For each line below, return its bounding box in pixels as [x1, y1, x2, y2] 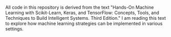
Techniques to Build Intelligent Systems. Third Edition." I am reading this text [5, 15, 166, 21]
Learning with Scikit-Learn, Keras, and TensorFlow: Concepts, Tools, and [5, 10, 160, 16]
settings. [5, 26, 24, 32]
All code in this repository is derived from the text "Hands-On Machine [5, 5, 154, 10]
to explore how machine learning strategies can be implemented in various [5, 20, 163, 26]
